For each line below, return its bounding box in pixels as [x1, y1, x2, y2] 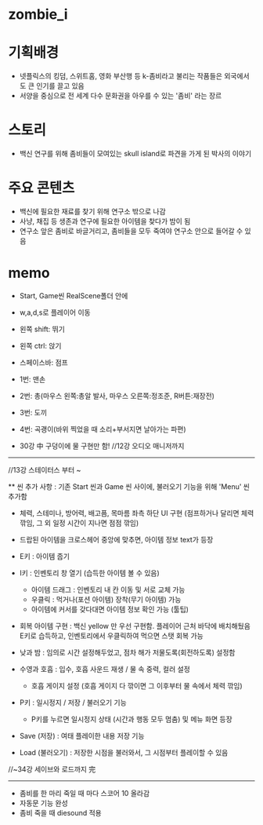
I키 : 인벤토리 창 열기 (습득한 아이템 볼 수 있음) [19, 568, 160, 578]
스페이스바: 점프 [19, 357, 68, 367]
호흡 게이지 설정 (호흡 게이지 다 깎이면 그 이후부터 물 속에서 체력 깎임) [31, 681, 243, 690]
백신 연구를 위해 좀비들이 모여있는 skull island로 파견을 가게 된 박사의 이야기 [19, 149, 252, 159]
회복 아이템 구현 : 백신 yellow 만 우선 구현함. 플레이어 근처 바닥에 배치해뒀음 [19, 621, 250, 630]
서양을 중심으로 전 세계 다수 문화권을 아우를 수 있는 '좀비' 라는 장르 [19, 91, 222, 100]
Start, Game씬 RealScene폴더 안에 [19, 290, 128, 300]
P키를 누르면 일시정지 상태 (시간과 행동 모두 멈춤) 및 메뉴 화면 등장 [31, 714, 232, 724]
